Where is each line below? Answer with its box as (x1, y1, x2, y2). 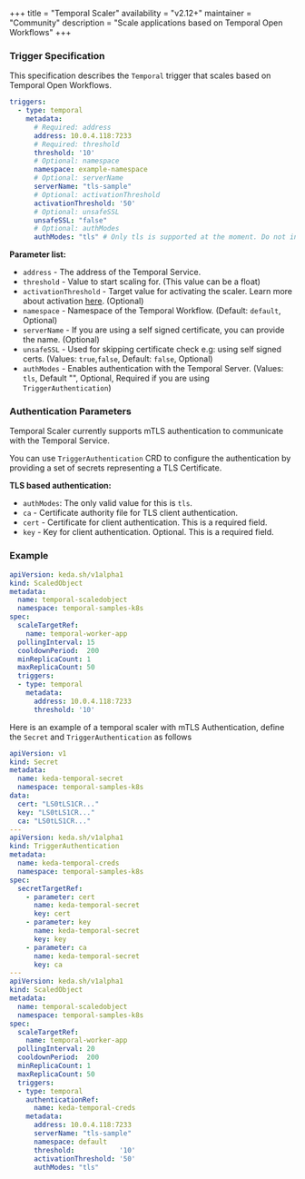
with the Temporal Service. (9, 435, 111, 446)
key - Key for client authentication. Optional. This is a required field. (22, 527, 274, 538)
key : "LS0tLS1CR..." (17, 807, 95, 817)
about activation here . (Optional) (22, 295, 144, 307)
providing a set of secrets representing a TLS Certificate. (9, 462, 222, 473)
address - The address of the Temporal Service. (22, 267, 202, 278)
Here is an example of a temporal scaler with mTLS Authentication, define (9, 721, 285, 732)
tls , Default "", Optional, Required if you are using (22, 372, 211, 384)
